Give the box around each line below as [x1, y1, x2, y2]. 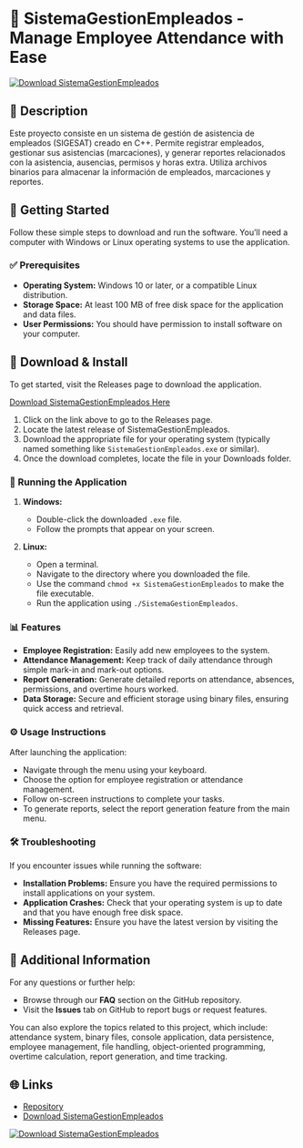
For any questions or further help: [9, 977, 136, 988]
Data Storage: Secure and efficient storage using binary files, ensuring [22, 693, 289, 704]
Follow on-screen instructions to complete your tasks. [22, 793, 226, 805]
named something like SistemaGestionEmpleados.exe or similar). [22, 443, 260, 454]
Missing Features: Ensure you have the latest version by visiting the [22, 916, 278, 928]
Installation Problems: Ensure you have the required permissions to [22, 877, 278, 888]
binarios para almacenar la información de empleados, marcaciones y [9, 166, 271, 177]
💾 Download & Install [9, 354, 128, 370]
